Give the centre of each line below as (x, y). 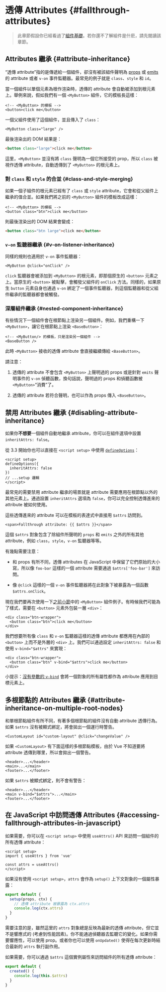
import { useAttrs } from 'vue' (39, 856)
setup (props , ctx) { (31, 899)
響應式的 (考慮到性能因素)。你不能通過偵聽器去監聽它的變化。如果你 (83, 934)
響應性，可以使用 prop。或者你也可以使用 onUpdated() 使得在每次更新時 (83, 940)
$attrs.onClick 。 (30, 591)
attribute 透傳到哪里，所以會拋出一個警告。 (49, 752)
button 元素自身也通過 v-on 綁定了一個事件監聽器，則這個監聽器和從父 (83, 288)
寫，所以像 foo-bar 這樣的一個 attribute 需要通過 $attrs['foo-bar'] (81, 568)
